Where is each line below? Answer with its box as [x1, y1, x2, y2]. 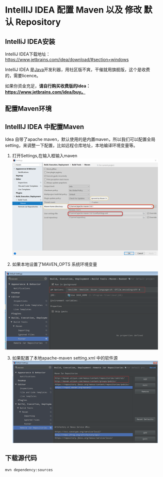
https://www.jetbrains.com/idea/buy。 [5, 89, 86, 95]
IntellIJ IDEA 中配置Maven [5, 122, 84, 131]
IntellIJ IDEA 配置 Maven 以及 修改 [5, 4, 142, 16]
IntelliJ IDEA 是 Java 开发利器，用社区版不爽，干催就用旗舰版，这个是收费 [5, 66, 150, 72]
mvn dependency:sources [5, 468, 53, 473]
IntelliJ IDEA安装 [5, 37, 55, 46]
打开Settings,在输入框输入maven [12, 153, 78, 159]
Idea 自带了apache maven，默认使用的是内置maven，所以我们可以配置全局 [5, 136, 156, 142]
